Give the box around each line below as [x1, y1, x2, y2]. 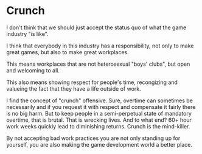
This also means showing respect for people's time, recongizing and [6, 79, 178, 86]
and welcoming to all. [6, 66, 60, 74]
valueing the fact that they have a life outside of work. [6, 85, 141, 92]
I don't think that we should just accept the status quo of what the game [6, 24, 187, 31]
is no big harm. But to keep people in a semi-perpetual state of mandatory [6, 110, 192, 117]
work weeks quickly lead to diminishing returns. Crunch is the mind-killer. [6, 122, 190, 130]
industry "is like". [6, 30, 49, 37]
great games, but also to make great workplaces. [6, 48, 129, 55]
